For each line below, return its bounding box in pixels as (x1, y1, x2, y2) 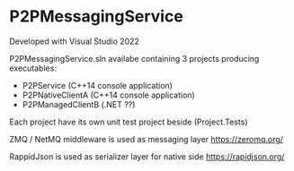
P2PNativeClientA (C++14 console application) (22, 90, 195, 100)
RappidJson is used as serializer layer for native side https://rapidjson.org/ (9, 150, 285, 162)
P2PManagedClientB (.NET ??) (22, 98, 136, 109)
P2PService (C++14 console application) (22, 80, 174, 90)
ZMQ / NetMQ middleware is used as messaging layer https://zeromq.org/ (9, 133, 283, 144)
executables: (9, 63, 57, 73)
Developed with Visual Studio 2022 (9, 36, 139, 47)
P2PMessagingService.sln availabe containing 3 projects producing (9, 53, 260, 64)
